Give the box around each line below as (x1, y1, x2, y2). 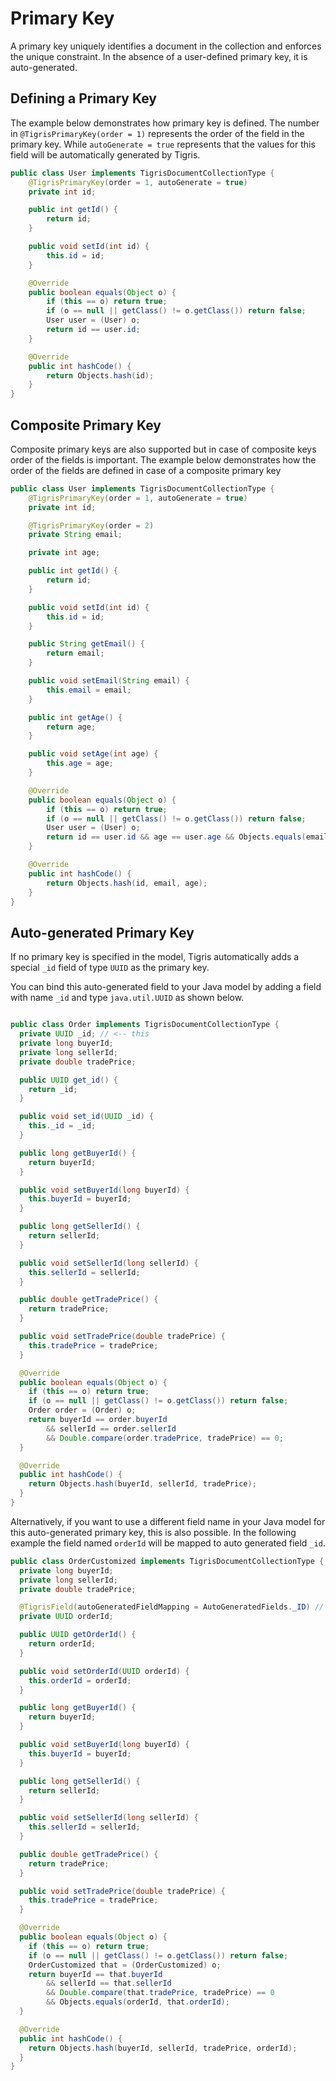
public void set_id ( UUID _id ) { (19, 1112, 155, 1122)
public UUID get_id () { (19, 1075, 118, 1085)
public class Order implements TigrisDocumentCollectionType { (10, 1020, 280, 1030)
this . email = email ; (46, 685, 132, 695)
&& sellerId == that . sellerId (46, 1978, 172, 1989)
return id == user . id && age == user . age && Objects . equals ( (46, 832, 307, 842)
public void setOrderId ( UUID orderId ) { (19, 1666, 190, 1676)
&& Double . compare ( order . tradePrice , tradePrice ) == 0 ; (46, 1433, 284, 1443)
